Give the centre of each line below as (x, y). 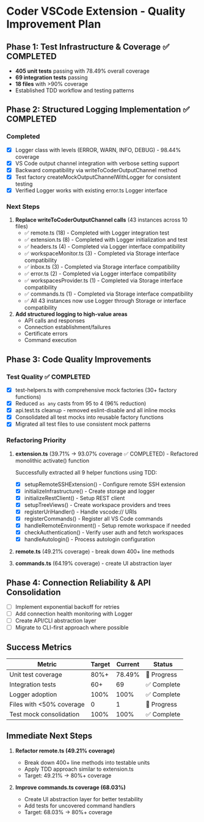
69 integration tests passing (51, 77)
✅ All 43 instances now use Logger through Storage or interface (105, 301)
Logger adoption (33, 694)
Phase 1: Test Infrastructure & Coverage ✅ (88, 47)
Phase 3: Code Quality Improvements (79, 359)
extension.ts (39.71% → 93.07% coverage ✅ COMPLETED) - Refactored (107, 454)
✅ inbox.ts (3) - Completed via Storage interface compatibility (102, 267)
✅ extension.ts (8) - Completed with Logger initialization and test (106, 240)
